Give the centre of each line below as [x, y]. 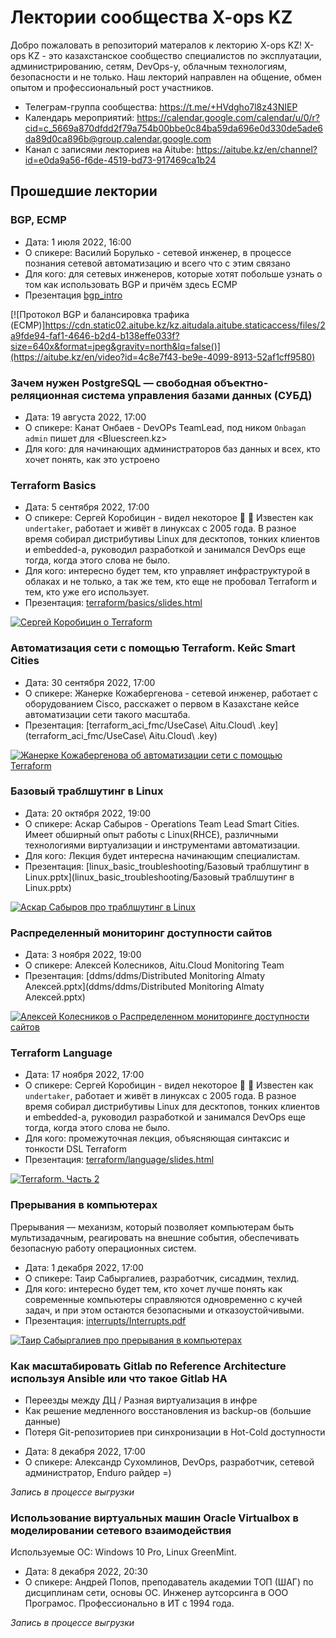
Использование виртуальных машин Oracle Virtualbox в [154, 1518]
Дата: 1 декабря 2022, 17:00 [84, 1267]
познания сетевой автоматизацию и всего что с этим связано [157, 263]
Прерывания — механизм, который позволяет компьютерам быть [152, 1227]
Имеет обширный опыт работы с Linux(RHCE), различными [151, 834]
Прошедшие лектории [84, 191]
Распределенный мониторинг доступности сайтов [141, 933]
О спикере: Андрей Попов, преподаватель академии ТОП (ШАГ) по [169, 1582]
